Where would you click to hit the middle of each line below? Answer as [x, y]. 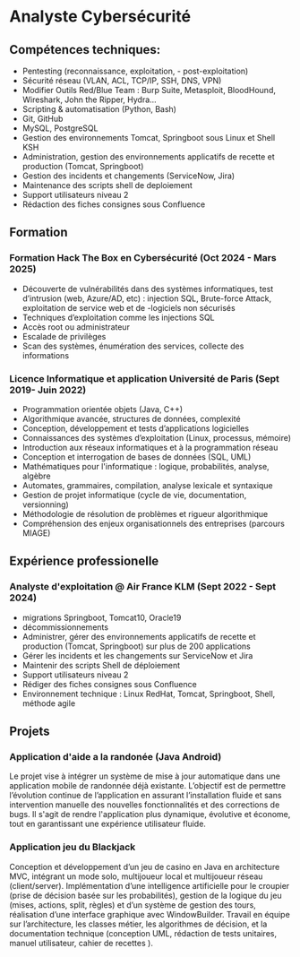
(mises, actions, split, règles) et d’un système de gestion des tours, [133, 905]
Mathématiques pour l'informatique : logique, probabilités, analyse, [146, 466]
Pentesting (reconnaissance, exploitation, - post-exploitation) [135, 71]
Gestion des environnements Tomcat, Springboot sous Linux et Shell [149, 138]
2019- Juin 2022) [48, 390]
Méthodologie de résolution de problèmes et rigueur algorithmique [145, 513]
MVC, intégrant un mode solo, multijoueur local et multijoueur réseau [136, 876]
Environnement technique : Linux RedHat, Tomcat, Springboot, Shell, [149, 694]
